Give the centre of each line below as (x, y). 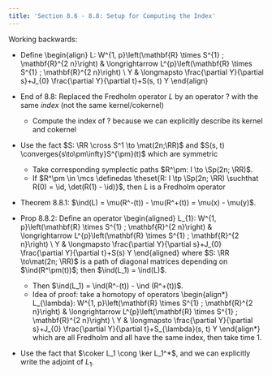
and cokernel (54, 129)
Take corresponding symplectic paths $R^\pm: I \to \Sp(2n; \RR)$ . (142, 169)
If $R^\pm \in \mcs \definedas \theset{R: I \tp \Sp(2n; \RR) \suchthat (145, 178)
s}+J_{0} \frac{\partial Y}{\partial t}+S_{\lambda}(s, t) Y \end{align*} (146, 329)
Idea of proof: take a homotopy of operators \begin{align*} (130, 294)
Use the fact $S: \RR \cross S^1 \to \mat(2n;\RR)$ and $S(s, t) (122, 145)
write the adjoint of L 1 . (57, 362)
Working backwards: (43, 39)
